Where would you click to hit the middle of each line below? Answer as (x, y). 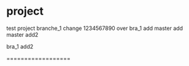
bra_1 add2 (20, 46)
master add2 (22, 34)
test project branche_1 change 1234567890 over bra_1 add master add (94, 28)
